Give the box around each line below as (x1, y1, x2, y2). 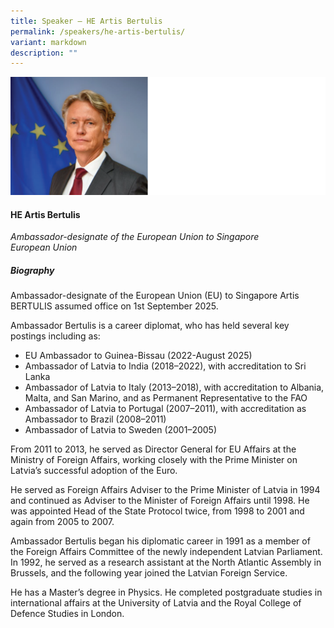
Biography (10, 264, 55, 276)
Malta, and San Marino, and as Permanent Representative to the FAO (24, 392, 308, 404)
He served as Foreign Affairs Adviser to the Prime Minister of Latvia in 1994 (10, 484, 321, 496)
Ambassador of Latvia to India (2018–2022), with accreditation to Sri (24, 360, 307, 372)
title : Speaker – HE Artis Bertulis (10, 16, 163, 26)
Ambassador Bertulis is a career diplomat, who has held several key (10, 320, 290, 332)
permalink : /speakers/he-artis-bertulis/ (10, 26, 186, 37)
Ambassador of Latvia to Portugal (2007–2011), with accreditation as (24, 403, 307, 415)
